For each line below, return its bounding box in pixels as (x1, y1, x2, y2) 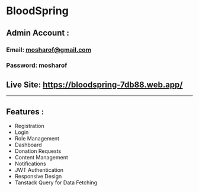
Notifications (14, 160, 46, 167)
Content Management (14, 154, 68, 161)
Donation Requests (14, 148, 62, 155)
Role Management (14, 135, 60, 142)
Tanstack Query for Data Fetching (14, 179, 98, 186)
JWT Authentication (14, 167, 64, 174)
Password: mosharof (6, 61, 68, 69)
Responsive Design (14, 173, 62, 180)
